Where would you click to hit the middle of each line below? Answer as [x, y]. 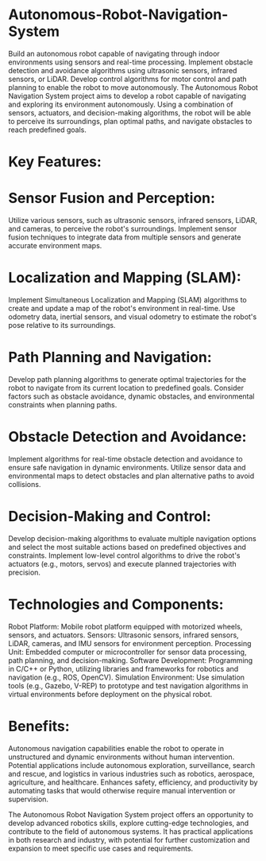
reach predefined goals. [48, 130]
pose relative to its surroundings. [62, 325]
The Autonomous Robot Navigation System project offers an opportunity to [131, 814]
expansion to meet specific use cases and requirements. [101, 848]
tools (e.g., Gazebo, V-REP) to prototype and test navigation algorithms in [128, 685]
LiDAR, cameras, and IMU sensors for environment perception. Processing [130, 643]
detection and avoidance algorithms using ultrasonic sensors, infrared [123, 70]
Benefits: [39, 726]
